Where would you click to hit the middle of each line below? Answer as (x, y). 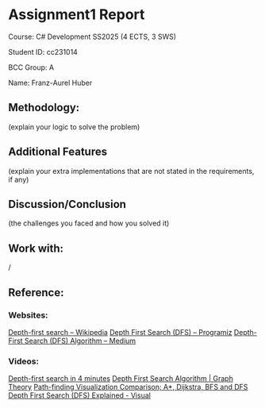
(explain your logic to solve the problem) (74, 127)
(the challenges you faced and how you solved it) (89, 223)
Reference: (36, 293)
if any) (19, 179)
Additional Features (58, 152)
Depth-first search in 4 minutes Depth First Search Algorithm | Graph (121, 379)
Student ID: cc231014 (43, 52)
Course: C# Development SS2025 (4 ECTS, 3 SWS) (92, 37)
